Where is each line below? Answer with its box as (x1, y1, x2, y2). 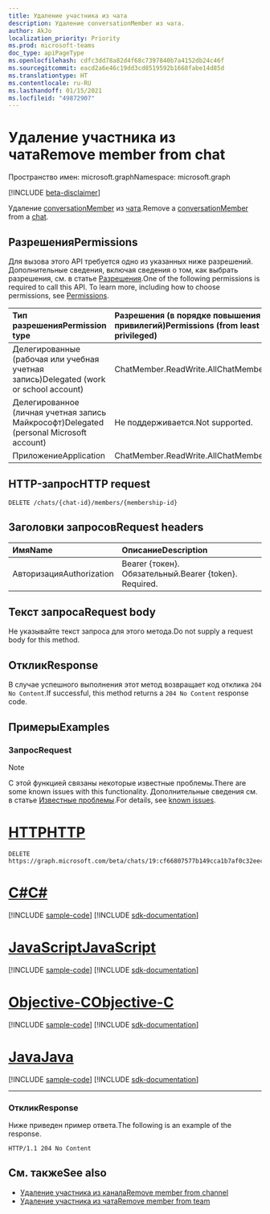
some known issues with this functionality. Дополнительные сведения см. (8, 786, 258, 796)
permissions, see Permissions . (8, 291, 110, 300)
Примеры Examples (8, 720, 110, 734)
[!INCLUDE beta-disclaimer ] (8, 188, 100, 198)
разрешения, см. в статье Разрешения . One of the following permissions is (8, 274, 260, 283)
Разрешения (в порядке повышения (114, 310, 261, 321)
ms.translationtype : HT (8, 72, 88, 80)
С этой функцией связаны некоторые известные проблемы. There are (8, 777, 247, 788)
